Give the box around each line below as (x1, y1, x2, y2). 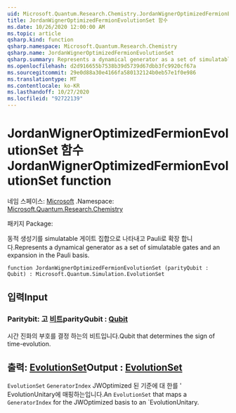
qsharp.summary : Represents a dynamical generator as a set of (7, 56, 197, 63)
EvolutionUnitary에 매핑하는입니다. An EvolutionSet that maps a (7, 391, 188, 399)
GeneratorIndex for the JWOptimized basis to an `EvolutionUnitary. (7, 398, 199, 407)
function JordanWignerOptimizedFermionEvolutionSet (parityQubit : (7, 264, 209, 271)
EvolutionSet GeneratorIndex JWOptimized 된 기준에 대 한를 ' (7, 381, 183, 390)
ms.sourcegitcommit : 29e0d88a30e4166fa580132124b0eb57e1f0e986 (7, 69, 197, 76)
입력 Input (7, 291, 48, 303)
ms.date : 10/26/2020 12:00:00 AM (7, 23, 105, 30)
